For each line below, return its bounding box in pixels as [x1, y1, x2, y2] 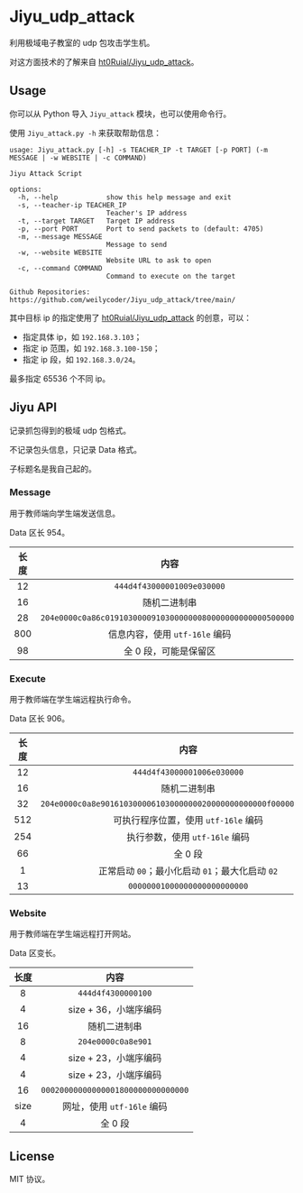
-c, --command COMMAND [17, 263, 103, 272]
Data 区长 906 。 [9, 713, 70, 724]
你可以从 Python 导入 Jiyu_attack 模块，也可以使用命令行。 [9, 108, 232, 119]
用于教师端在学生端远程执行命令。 [9, 694, 136, 705]
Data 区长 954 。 [9, 527, 70, 537]
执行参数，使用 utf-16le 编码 [125, 831, 251, 844]
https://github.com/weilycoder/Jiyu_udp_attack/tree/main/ [9, 295, 236, 304]
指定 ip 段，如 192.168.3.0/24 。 [22, 353, 141, 364]
